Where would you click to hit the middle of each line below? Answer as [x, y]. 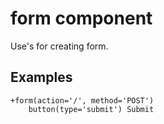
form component [81, 18]
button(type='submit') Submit [91, 109]
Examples [41, 77]
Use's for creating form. [59, 46]
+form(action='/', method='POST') [82, 100]
